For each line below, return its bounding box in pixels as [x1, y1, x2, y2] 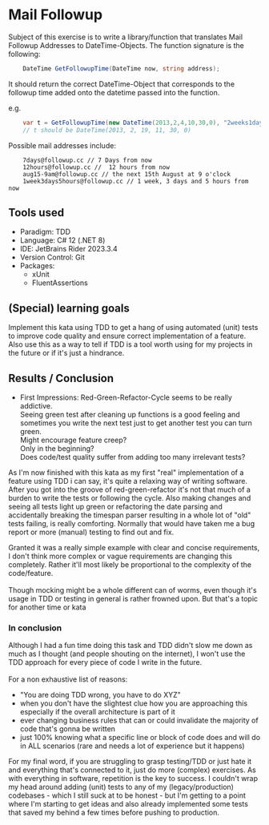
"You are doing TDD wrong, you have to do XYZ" [19, 690, 182, 700]
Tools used [8, 206, 65, 219]
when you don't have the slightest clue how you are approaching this [19, 698, 248, 708]
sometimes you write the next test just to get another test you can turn [19, 418, 252, 428]
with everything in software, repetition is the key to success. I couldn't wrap [8, 774, 259, 783]
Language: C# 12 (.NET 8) [19, 235, 106, 245]
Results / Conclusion [8, 371, 114, 385]
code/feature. [8, 569, 54, 577]
